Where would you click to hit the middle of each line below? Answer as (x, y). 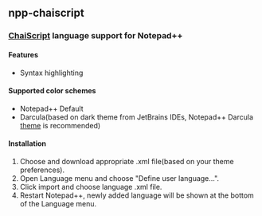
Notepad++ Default (51, 108)
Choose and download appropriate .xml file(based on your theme (127, 161)
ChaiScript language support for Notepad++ (96, 36)
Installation (27, 143)
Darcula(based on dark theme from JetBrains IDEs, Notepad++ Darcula (136, 117)
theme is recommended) (60, 125)
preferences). (42, 170)
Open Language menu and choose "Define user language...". (119, 178)
